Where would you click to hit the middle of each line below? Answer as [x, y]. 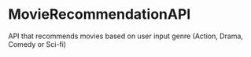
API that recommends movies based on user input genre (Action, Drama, [126, 36]
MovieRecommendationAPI [100, 14]
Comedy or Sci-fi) [37, 44]
